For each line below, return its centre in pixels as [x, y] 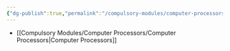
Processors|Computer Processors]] [67, 40]
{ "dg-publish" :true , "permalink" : [54, 13]
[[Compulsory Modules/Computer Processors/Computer [96, 33]
